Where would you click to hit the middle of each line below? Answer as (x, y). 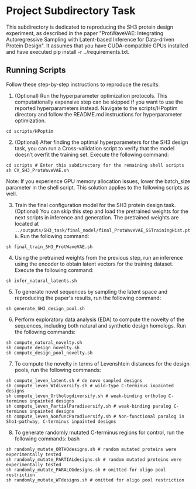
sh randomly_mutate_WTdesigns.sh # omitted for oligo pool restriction (95, 480)
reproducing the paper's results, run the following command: (88, 298)
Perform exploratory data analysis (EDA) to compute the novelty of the (99, 319)
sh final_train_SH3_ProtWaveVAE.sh (49, 247)
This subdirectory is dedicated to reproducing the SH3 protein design (90, 27)
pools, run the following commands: (58, 370)
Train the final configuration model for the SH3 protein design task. (95, 205)
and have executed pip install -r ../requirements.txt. (68, 51)
